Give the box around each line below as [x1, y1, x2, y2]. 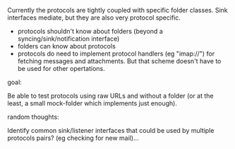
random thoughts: [7, 112, 59, 121]
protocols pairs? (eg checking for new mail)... [7, 134, 139, 142]
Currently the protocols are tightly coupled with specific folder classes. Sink [7, 6, 228, 14]
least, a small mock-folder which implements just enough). [7, 99, 178, 108]
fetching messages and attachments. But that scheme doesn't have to [17, 57, 222, 65]
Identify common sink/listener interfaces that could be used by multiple [7, 127, 215, 134]
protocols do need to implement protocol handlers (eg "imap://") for [17, 49, 215, 58]
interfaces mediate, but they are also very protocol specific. [7, 13, 181, 22]
